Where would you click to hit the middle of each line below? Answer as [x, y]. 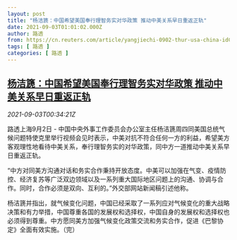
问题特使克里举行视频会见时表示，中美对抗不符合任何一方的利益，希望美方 [121, 138]
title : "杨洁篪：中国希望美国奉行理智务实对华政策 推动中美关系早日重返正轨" [107, 20]
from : [15, 40]
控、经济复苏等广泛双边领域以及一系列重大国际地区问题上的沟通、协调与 [112, 179]
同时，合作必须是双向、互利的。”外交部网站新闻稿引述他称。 [106, 188]
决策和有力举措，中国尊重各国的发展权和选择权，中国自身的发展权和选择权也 [119, 212]
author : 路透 [25, 34]
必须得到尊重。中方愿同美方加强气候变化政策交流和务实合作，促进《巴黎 [112, 220]
